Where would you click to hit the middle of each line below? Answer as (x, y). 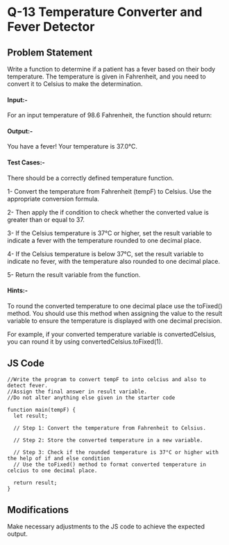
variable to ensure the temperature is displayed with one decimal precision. (114, 321)
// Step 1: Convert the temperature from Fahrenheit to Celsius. (110, 428)
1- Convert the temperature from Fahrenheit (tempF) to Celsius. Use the (109, 191)
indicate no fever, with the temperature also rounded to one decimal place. (114, 261)
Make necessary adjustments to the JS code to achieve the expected (106, 527)
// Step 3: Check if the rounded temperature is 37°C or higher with (116, 452)
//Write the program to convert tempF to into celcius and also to (107, 379)
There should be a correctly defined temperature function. (91, 178)
